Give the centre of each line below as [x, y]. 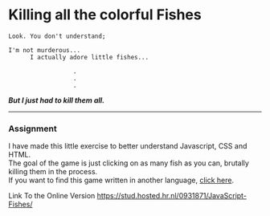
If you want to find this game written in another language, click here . [121, 180]
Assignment [33, 128]
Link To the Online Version [52, 196]
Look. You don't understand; [57, 36]
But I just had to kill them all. [57, 100]
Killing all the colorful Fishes [105, 15]
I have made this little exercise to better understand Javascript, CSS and [128, 146]
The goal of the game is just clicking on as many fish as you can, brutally [129, 163]
